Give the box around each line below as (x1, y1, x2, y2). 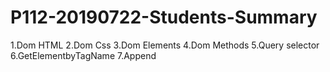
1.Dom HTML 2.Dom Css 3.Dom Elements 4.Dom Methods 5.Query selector (10, 39, 320, 51)
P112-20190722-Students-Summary (10, 6, 318, 29)
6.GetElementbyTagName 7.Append (10, 49, 157, 61)
